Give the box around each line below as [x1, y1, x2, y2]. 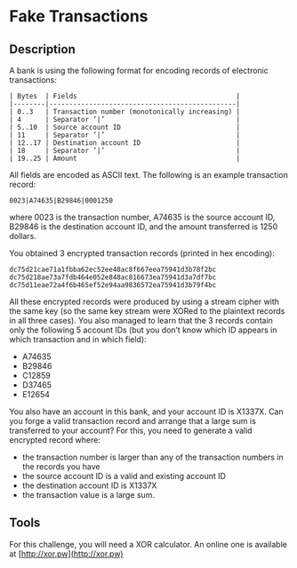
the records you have [21, 461, 100, 472]
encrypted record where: [9, 435, 100, 445]
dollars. [9, 231, 37, 241]
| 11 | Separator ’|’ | [9, 131, 241, 140]
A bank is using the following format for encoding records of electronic [9, 65, 269, 76]
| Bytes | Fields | [9, 92, 241, 100]
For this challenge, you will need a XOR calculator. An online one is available [9, 539, 287, 549]
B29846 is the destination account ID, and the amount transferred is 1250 [9, 221, 278, 232]
